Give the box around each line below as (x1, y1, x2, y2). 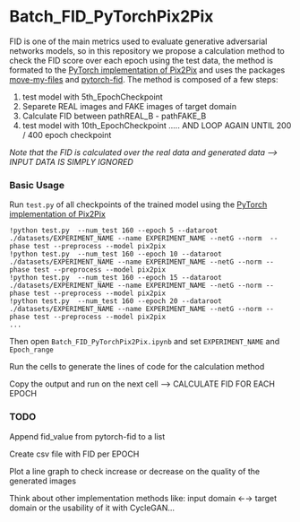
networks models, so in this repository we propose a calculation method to (9, 45, 285, 56)
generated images (9, 475, 77, 486)
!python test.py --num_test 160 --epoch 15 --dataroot (9, 274, 222, 283)
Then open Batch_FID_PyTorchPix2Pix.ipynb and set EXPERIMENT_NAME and (9, 336, 280, 347)
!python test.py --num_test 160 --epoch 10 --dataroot (9, 249, 222, 259)
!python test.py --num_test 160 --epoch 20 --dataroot (9, 297, 222, 306)
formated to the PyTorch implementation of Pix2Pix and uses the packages (9, 65, 286, 75)
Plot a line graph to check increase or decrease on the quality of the (9, 465, 261, 476)
